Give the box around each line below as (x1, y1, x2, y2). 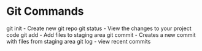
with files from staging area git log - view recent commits (6, 37, 151, 45)
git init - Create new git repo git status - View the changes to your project (6, 25, 192, 32)
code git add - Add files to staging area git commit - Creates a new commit (6, 31, 196, 38)
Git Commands (6, 4, 84, 18)
